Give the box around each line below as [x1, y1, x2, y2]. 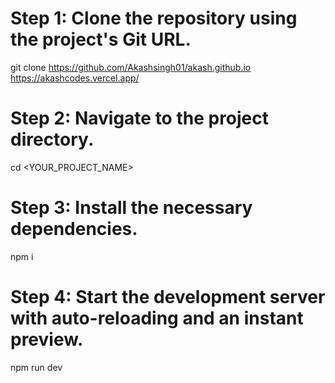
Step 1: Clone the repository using [10, 7, 298, 30]
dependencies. [10, 218, 138, 241]
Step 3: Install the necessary [10, 197, 253, 219]
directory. [10, 128, 95, 151]
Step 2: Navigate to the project [10, 107, 270, 130]
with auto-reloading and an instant [10, 307, 304, 329]
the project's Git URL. [10, 28, 192, 51]
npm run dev [10, 361, 63, 373]
